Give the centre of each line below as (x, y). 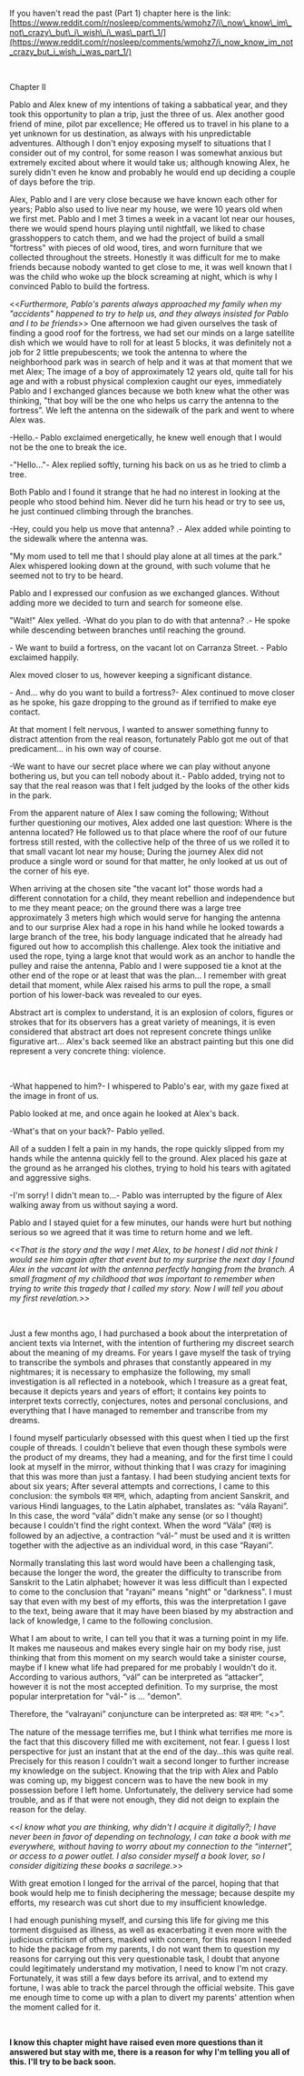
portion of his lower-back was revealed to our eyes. (106, 995)
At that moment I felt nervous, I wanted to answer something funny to (139, 729)
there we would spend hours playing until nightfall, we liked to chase (137, 228)
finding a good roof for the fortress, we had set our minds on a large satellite (152, 333)
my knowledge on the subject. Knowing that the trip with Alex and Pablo (144, 1771)
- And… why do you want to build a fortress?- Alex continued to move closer (152, 693)
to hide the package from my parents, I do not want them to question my (145, 1949)
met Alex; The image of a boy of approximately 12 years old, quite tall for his (152, 371)
